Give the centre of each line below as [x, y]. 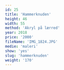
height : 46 [16, 19]
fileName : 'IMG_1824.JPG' [31, 42]
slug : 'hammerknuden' [27, 55]
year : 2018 [16, 33]
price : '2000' [20, 37]
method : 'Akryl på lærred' [32, 28]
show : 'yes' [17, 51]
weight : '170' [20, 60]
